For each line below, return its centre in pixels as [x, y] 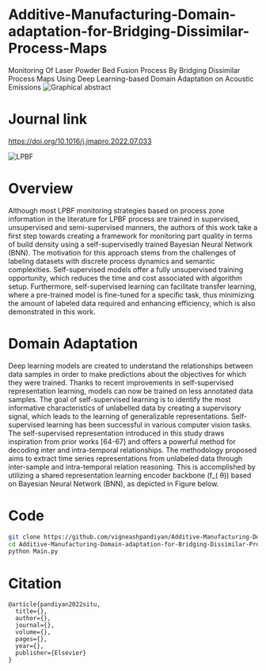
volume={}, [33, 632]
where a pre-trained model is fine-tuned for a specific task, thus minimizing [131, 294]
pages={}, [31, 639]
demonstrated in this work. [52, 312]
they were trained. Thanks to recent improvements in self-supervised [121, 382]
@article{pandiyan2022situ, [55, 604]
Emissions [25, 87]
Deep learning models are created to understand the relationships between [131, 366]
